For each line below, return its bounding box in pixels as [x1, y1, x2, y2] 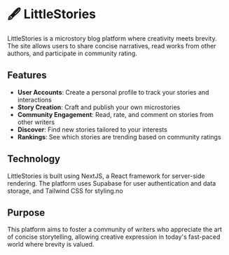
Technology [7, 153, 61, 165]
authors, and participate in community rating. [7, 49, 138, 57]
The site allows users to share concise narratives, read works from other [7, 41, 216, 50]
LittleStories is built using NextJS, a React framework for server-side [7, 172, 205, 180]
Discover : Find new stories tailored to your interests [17, 125, 168, 134]
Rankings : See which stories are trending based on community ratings [17, 132, 222, 141]
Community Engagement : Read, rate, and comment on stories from [17, 110, 214, 118]
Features [7, 69, 47, 81]
